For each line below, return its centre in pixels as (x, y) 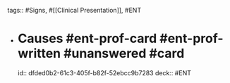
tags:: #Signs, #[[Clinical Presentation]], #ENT (74, 10)
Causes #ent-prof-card (87, 39)
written (39, 54)
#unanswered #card (124, 54)
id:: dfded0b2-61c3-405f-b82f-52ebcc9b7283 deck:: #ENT (104, 72)
